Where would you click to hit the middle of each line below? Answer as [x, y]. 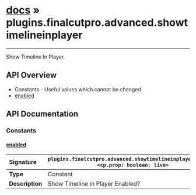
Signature [23, 162]
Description [26, 184]
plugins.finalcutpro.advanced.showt [97, 23]
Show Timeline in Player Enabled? [94, 184]
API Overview [32, 75]
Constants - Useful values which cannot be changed [78, 89]
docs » [23, 10]
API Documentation [42, 114]
